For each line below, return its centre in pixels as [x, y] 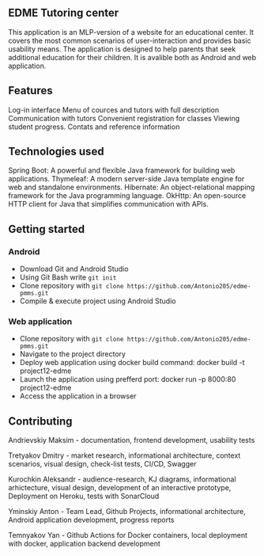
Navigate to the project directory [73, 354]
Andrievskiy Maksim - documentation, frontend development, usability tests [132, 440]
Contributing [40, 421]
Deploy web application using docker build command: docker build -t [132, 363]
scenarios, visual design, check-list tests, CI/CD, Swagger [102, 464]
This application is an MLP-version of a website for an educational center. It [131, 32]
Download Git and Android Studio [74, 269]
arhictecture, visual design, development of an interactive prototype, [120, 488]
